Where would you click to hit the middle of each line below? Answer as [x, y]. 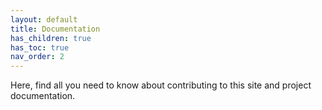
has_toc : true [40, 47]
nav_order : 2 [37, 57]
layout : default [44, 19]
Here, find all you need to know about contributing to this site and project [161, 85]
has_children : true [51, 38]
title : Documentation [55, 29]
